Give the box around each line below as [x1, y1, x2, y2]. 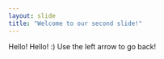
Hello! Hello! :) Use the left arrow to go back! [8, 41, 157, 51]
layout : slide [8, 11, 57, 20]
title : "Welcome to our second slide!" [8, 19, 143, 27]
